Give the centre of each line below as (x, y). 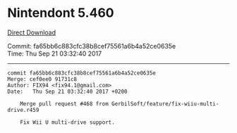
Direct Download (32, 32)
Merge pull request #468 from (65, 103)
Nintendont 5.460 (61, 13)
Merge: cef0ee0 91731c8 (42, 79)
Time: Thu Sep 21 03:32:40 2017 (55, 53)
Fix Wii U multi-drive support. (67, 122)
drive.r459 (23, 110)
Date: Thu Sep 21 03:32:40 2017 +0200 (68, 91)
